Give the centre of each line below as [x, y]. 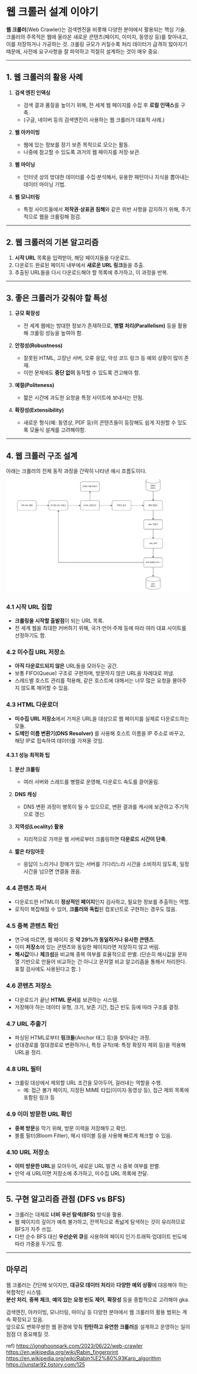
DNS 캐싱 [26, 794]
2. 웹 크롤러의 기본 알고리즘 [52, 242]
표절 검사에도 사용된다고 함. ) [47, 969]
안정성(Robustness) [38, 346]
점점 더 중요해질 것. [28, 1334]
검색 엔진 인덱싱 [33, 92]
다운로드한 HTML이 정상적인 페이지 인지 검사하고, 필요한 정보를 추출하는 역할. [102, 902]
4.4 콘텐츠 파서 [26, 888]
